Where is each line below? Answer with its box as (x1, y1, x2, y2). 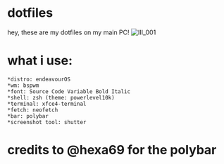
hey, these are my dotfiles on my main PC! (7, 28, 130, 36)
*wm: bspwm (7, 82, 39, 89)
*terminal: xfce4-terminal (7, 100, 87, 107)
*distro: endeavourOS (7, 76, 71, 83)
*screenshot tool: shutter (7, 118, 87, 125)
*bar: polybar (7, 112, 49, 120)
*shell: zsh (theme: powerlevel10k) (7, 94, 115, 101)
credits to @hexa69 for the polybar (7, 142, 217, 158)
